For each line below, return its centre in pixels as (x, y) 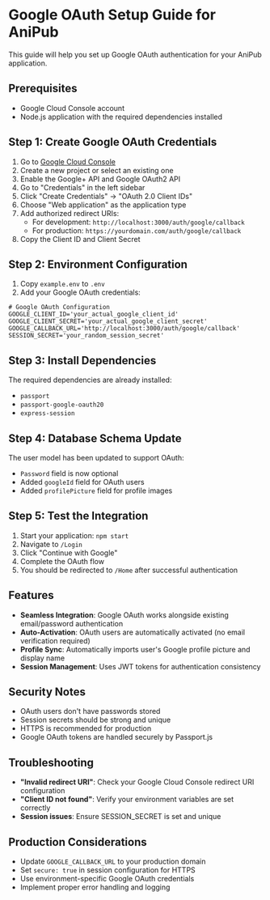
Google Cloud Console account (72, 108)
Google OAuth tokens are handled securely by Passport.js (116, 737)
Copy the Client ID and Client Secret (80, 239)
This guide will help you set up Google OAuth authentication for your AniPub (135, 54)
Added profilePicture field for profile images (96, 490)
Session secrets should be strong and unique (95, 720)
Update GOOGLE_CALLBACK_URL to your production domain (113, 862)
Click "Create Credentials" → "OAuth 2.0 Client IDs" (106, 196)
